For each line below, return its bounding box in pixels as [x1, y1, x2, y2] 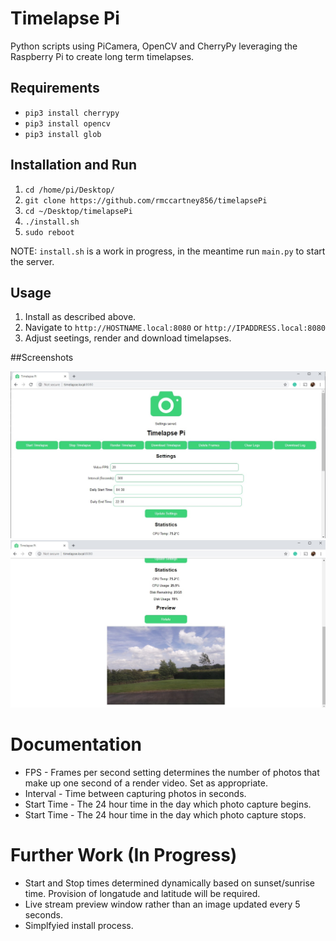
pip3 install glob [24, 129, 102, 139]
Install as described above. [24, 311, 137, 323]
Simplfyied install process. [24, 919, 134, 931]
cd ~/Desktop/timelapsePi [24, 206, 133, 216]
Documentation [10, 733, 143, 756]
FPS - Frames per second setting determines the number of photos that [24, 766, 320, 778]
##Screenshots [10, 352, 74, 364]
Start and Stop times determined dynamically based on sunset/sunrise [24, 877, 316, 889]
